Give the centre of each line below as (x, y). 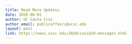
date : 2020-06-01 (23, 15)
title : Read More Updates (32, 10)
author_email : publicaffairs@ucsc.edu (46, 24)
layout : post (19, 29)
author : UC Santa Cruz (29, 19)
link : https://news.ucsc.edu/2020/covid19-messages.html (66, 33)
